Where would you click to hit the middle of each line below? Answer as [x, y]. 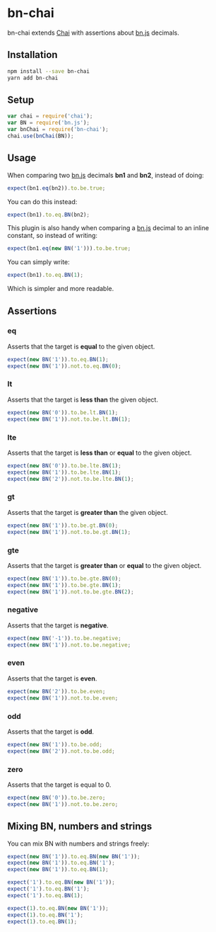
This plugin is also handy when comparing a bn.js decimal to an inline [108, 228]
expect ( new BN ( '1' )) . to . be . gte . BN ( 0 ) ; [64, 579]
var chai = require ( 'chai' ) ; [50, 116]
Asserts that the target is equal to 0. [59, 785]
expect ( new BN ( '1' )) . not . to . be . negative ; [69, 645]
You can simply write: [39, 262]
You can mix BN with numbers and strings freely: [78, 843]
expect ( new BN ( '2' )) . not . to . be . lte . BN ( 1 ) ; [71, 479]
